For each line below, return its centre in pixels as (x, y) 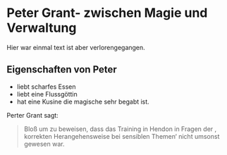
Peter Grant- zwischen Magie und (107, 13)
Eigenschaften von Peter (62, 69)
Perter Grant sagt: (33, 115)
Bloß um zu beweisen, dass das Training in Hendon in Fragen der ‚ (120, 129)
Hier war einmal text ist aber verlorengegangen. (76, 47)
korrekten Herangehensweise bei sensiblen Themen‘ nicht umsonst (122, 136)
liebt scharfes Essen (46, 87)
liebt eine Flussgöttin (47, 94)
